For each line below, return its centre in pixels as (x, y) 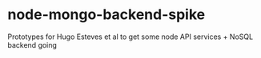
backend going (32, 44)
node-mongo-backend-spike (106, 15)
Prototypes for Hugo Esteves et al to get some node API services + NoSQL (130, 37)
